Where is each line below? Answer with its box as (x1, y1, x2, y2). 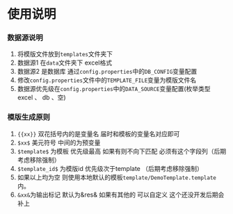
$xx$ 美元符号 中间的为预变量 (17, 138, 101, 147)
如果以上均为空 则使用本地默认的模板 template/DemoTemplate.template (17, 173, 217, 181)
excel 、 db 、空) (17, 93, 66, 101)
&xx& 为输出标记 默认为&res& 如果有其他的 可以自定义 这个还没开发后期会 (17, 190, 225, 199)
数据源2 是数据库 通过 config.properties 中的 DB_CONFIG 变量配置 (17, 67, 198, 76)
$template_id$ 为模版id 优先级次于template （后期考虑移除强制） (17, 164, 203, 172)
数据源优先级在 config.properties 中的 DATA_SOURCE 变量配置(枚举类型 (17, 85, 211, 93)
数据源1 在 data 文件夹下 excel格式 (17, 58, 113, 67)
